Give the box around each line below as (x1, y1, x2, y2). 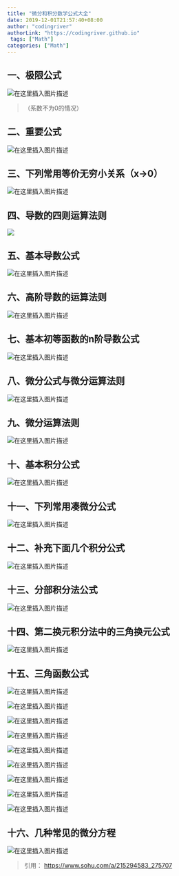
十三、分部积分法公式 (7, 584, 98, 596)
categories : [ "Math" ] (7, 42, 70, 49)
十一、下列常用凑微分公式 (7, 500, 116, 512)
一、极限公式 (7, 70, 62, 82)
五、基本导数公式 (7, 249, 80, 261)
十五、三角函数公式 (7, 667, 89, 679)
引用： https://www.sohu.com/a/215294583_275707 (23, 861, 173, 869)
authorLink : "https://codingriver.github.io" (7, 29, 140, 37)
